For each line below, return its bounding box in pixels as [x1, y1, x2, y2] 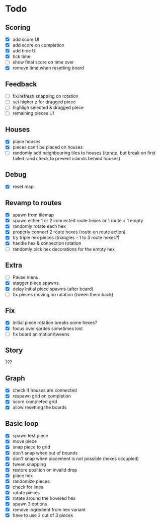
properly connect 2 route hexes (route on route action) [12, 229, 126, 235]
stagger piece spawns [12, 280, 59, 286]
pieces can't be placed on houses [12, 144, 83, 150]
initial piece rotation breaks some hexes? [12, 319, 97, 325]
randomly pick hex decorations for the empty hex [12, 246, 115, 252]
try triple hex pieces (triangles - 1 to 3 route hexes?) [12, 235, 120, 241]
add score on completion [12, 42, 64, 48]
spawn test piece [12, 433, 49, 439]
